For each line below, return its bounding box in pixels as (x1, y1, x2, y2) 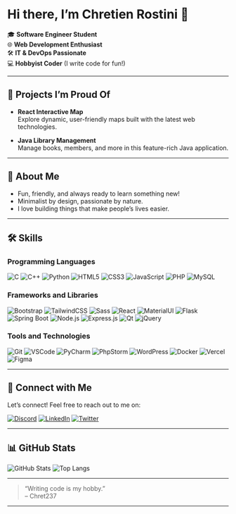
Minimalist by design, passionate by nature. (17, 196, 143, 205)
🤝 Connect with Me (7, 382, 93, 394)
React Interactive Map (17, 107, 84, 115)
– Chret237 (24, 492, 58, 501)
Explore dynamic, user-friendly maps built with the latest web (17, 115, 195, 123)
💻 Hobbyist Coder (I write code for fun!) (7, 59, 126, 68)
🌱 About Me (7, 170, 60, 182)
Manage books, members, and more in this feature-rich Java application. (17, 144, 229, 152)
